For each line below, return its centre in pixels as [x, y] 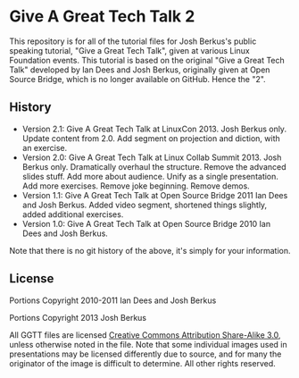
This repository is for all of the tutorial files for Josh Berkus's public [133, 41]
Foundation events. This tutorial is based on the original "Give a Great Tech [147, 60]
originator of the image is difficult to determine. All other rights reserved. [142, 363]
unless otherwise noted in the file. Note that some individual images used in [148, 344]
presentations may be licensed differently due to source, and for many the [145, 354]
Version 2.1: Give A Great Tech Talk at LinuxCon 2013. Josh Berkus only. [154, 129]
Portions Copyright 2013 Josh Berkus [78, 317]
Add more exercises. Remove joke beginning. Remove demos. [136, 186]
